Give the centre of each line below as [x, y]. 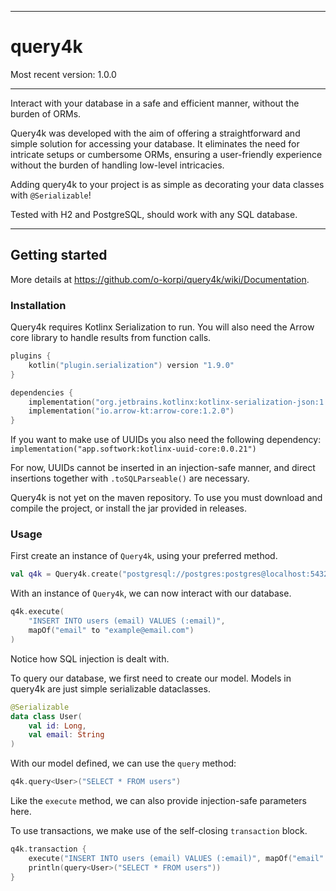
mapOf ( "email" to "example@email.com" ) [111, 631]
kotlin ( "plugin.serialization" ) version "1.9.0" [131, 365]
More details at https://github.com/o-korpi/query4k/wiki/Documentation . [160, 279]
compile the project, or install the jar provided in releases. [129, 508]
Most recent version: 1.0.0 [63, 74]
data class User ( [46, 716]
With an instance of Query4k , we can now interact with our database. [151, 593]
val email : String [66, 735]
